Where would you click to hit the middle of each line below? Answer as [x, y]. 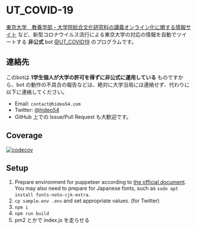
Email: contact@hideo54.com [47, 104]
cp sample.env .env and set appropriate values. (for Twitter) [87, 201]
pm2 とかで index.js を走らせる [52, 220]
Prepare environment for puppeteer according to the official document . [100, 182]
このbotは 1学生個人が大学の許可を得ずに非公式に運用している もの [87, 77]
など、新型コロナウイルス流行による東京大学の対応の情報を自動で [97, 34]
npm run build [32, 214]
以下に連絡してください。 [37, 92]
